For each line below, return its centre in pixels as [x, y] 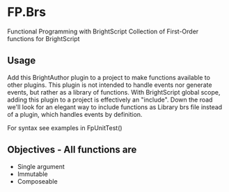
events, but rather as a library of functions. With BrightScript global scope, [114, 92]
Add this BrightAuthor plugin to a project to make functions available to [109, 77]
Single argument [41, 166]
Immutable [32, 174]
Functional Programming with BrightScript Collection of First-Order [103, 31]
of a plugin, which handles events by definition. [75, 114]
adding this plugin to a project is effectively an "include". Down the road [110, 99]
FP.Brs [27, 12]
